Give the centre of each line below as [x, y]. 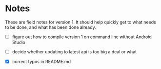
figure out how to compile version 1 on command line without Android [82, 37]
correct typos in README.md [41, 62]
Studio [19, 42]
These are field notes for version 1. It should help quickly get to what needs [80, 22]
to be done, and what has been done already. [50, 27]
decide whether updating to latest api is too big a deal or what [74, 52]
